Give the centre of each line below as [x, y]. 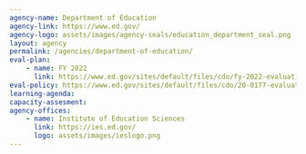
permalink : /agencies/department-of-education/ [102, 52]
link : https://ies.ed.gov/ [85, 128]
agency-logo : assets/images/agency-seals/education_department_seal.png [150, 34]
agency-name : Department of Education [83, 18]
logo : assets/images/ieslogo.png [97, 136]
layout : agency [38, 43]
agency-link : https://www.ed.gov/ [75, 26]
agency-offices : [40, 111]
